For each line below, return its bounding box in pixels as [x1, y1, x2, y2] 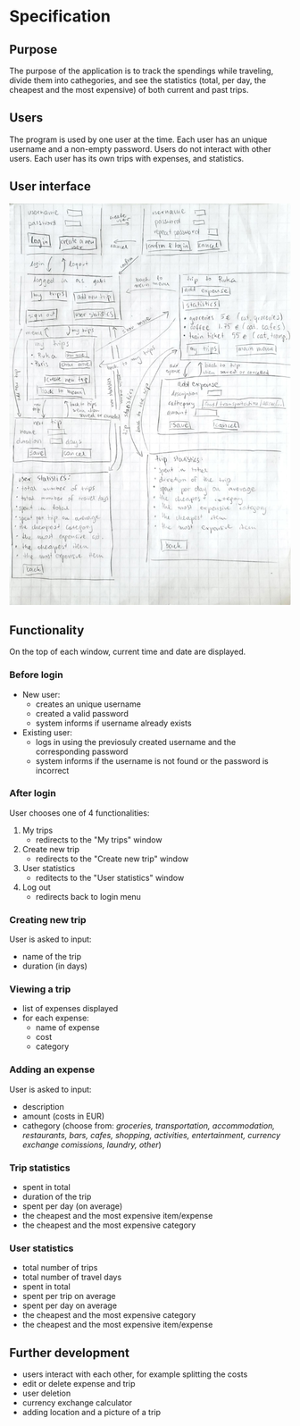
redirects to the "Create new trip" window [35, 853, 189, 864]
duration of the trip [21, 1191, 92, 1203]
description [21, 1101, 64, 1111]
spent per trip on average [21, 1291, 116, 1302]
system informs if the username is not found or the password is [35, 755, 270, 766]
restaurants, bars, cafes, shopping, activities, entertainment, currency [21, 1129, 281, 1140]
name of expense [35, 1022, 100, 1033]
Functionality [9, 623, 85, 638]
